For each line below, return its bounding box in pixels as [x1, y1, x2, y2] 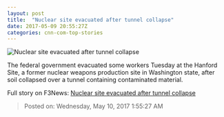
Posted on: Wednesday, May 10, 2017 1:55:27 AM [23, 102, 163, 110]
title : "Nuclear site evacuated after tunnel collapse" [7, 16, 174, 23]
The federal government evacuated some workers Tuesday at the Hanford [7, 61, 218, 69]
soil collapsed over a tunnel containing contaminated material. [7, 76, 183, 84]
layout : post [7, 10, 45, 17]
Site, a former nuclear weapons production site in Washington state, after [7, 68, 215, 77]
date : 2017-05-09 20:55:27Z [7, 23, 88, 29]
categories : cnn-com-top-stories [7, 29, 103, 36]
